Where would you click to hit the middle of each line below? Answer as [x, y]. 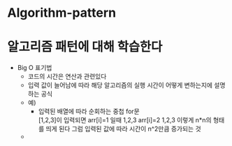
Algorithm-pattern [62, 13]
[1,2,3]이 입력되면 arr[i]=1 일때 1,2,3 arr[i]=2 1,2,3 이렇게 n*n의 [125, 120]
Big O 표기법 [35, 68]
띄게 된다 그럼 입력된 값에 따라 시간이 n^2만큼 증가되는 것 [123, 129]
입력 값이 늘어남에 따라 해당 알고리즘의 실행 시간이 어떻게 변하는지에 [120, 85]
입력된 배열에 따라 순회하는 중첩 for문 [89, 111]
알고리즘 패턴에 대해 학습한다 [85, 47]
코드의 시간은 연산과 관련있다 [67, 76]
